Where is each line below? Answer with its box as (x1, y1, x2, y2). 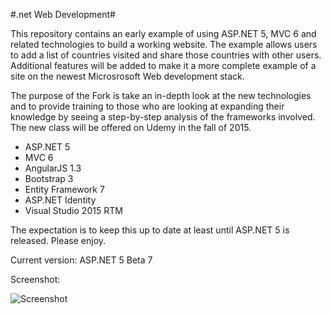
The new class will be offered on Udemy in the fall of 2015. (10, 122, 252, 133)
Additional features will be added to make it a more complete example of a (10, 60, 317, 71)
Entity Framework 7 (24, 184, 105, 195)
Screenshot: (10, 274, 61, 285)
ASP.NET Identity (24, 194, 97, 206)
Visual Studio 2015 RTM (24, 205, 123, 216)
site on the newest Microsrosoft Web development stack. (10, 70, 245, 82)
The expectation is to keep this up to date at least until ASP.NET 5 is (10, 224, 290, 236)
